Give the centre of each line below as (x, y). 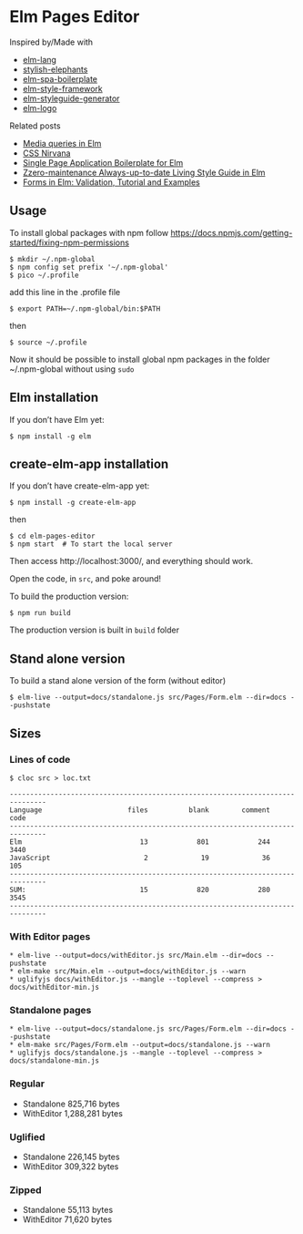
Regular (27, 1084)
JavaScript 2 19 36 (140, 858)
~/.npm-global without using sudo (72, 369)
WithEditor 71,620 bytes (67, 1219)
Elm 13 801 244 (140, 842)
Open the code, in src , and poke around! (86, 579)
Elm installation (54, 398)
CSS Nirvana (46, 153)
